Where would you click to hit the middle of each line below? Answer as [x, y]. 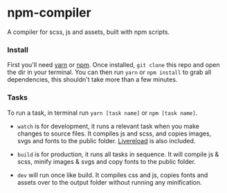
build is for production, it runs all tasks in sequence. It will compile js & [118, 154]
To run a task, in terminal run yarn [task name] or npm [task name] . [102, 113]
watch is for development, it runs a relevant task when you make [108, 126]
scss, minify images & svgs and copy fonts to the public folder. [106, 161]
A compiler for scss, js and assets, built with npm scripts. [89, 32]
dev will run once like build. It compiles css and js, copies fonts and [112, 175]
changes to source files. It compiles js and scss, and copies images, [114, 134]
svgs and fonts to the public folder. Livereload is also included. [106, 140]
